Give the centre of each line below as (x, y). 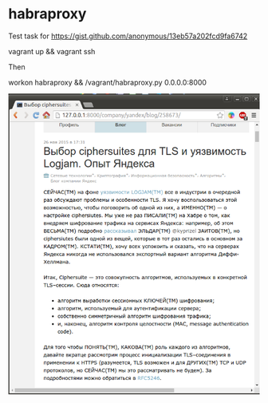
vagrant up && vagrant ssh (52, 51)
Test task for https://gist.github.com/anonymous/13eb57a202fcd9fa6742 (128, 36)
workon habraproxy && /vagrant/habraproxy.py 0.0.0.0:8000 (108, 82)
